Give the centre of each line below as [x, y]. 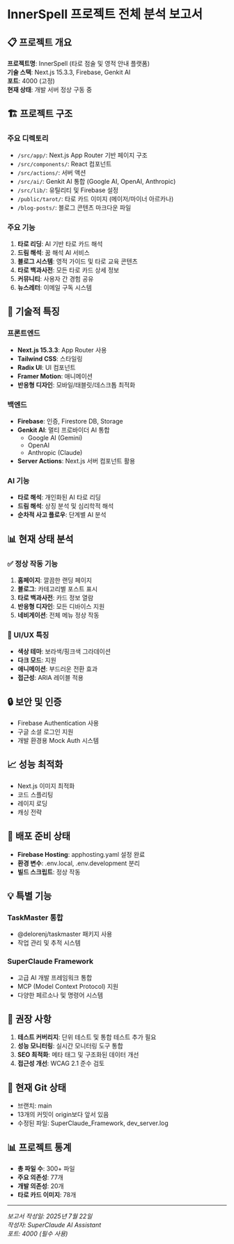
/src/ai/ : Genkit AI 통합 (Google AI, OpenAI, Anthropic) [96, 181]
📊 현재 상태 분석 [40, 539]
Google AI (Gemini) [55, 437]
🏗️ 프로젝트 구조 [40, 114]
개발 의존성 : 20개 [40, 1186]
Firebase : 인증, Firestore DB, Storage [70, 421]
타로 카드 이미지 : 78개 [47, 1195]
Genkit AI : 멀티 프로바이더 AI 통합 [63, 430]
